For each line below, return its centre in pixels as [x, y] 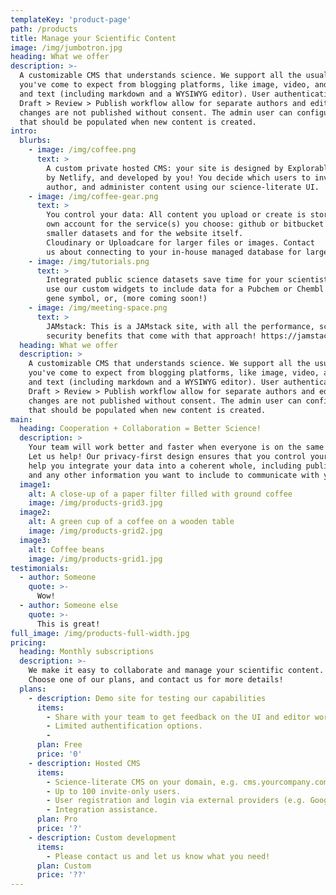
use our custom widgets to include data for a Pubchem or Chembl [185, 289]
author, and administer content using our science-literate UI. [183, 187]
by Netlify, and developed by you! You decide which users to [178, 177]
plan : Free [59, 745]
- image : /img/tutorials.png [89, 261]
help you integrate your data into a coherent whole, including [165, 466]
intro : [24, 131]
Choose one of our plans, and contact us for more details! [156, 680]
